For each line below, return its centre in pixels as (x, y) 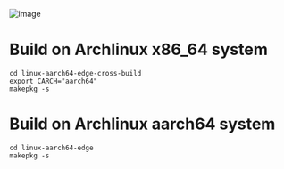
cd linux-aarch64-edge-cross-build (75, 73)
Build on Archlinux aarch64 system (142, 124)
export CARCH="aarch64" (54, 81)
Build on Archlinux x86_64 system (138, 50)
